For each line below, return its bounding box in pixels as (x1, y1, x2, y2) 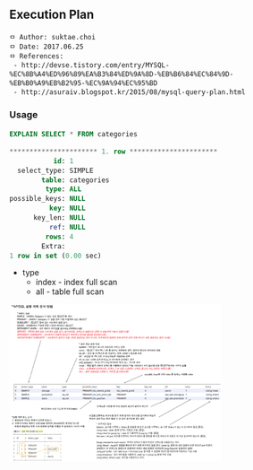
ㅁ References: (9, 51, 64, 61)
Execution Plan (9, 7, 95, 22)
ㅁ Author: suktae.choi (9, 32, 97, 41)
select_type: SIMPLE (17, 166, 94, 175)
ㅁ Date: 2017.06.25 (9, 42, 84, 51)
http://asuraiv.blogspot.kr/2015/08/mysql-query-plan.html (21, 87, 246, 97)
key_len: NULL (32, 213, 87, 222)
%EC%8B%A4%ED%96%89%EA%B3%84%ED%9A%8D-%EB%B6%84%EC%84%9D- (9, 69, 234, 79)
